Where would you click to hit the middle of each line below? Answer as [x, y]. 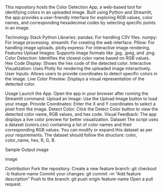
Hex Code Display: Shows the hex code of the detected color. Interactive [78, 63]
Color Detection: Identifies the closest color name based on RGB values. [78, 58]
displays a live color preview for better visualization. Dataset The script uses [82, 119]
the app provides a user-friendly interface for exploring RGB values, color [79, 17]
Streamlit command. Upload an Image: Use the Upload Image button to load [81, 99]
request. [13, 184]
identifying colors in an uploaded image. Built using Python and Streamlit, [79, 12]
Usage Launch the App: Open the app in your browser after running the [77, 93]
